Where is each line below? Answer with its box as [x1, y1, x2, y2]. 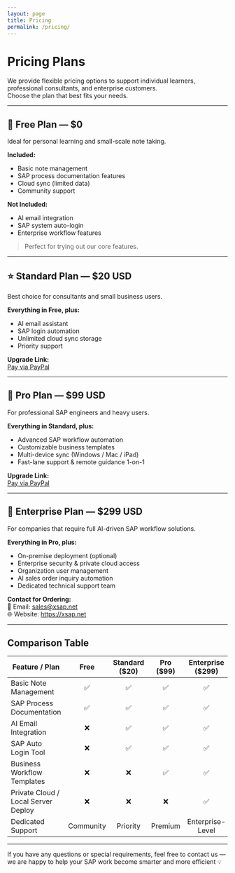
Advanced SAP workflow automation [17, 435, 124, 444]
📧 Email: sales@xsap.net [7, 602, 78, 611]
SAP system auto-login [17, 222, 84, 230]
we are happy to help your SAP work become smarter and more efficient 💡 [7, 858, 222, 866]
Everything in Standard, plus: [7, 421, 94, 430]
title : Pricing [7, 17, 52, 24]
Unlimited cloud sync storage [17, 334, 103, 342]
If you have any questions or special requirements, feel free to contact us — [7, 850, 226, 859]
